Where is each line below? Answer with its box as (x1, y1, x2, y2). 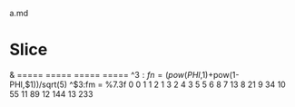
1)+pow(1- (202, 69, 240, 80)
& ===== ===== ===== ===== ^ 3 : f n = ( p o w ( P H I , (9, 69, 202, 80)
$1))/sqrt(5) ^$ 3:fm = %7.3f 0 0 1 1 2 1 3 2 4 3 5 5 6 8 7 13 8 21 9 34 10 (25, 79, 286, 90)
